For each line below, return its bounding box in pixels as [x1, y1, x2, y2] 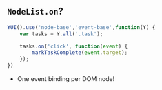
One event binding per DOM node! [17, 75, 115, 83]
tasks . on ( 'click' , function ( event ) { [19, 43, 128, 50]
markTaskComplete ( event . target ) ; [32, 49, 128, 56]
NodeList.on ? [7, 6, 63, 17]
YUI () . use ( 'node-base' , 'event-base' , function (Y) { [7, 24, 156, 30]
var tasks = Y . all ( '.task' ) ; [19, 30, 103, 37]
